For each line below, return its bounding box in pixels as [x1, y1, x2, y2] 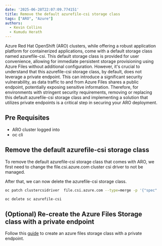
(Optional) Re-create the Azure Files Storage [5, 210, 142, 218]
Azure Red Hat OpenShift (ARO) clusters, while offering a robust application [5, 43, 156, 49]
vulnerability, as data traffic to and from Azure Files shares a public [5, 79, 139, 85]
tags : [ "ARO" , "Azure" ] [5, 16, 53, 21]
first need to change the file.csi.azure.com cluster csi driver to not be [5, 164, 143, 170]
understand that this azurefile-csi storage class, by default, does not [5, 69, 142, 74]
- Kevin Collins [9, 25, 42, 30]
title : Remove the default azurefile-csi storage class [5, 12, 120, 16]
